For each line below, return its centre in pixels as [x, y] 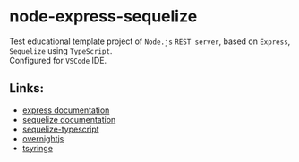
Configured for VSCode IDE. [58, 60]
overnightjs [43, 138]
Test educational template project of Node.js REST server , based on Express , [150, 41]
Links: [27, 88]
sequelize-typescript [61, 129]
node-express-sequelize [103, 17]
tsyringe [38, 148]
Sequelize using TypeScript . [61, 50]
